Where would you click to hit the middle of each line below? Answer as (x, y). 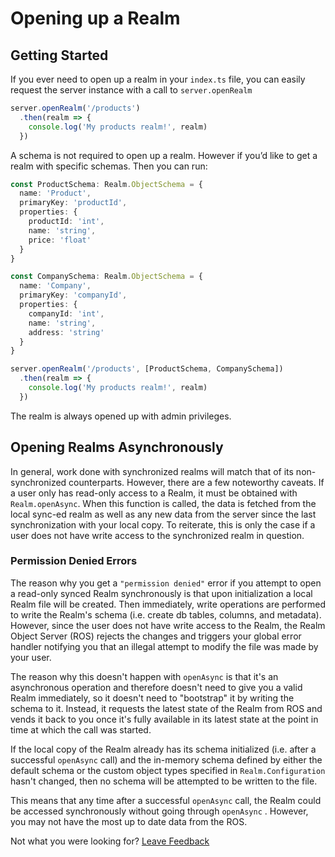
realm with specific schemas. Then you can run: (109, 166)
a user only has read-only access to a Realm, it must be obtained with (154, 493)
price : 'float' (60, 240)
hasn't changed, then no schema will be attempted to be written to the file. (164, 781)
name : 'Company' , (55, 286)
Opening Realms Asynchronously (117, 447)
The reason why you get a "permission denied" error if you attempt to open (166, 583)
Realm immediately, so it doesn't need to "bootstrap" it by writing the (152, 698)
